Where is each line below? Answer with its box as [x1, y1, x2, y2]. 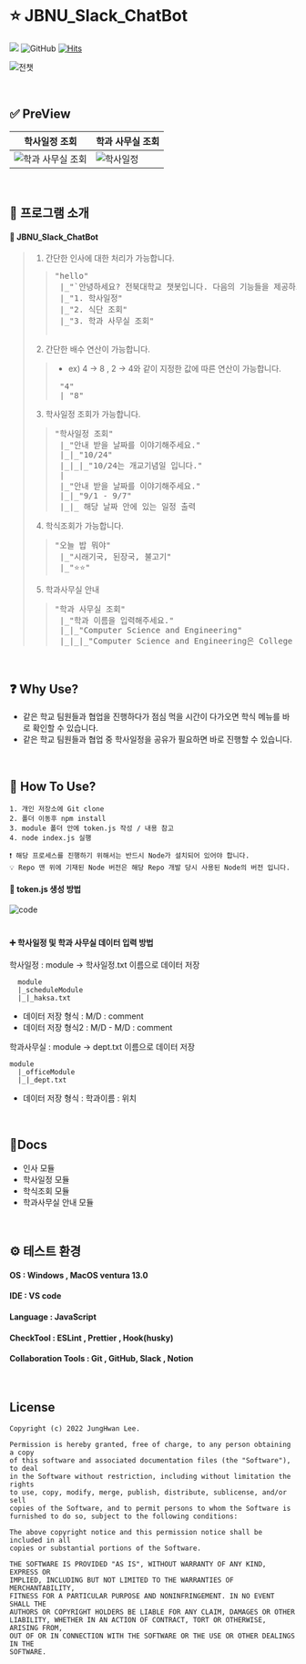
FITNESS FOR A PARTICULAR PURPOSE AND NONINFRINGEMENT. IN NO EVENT [9, 1591, 275, 1600]
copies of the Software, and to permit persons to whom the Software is [9, 1504, 291, 1513]
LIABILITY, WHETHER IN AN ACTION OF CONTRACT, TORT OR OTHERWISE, [9, 1615, 267, 1625]
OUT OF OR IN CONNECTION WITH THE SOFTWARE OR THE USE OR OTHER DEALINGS [9, 1631, 296, 1640]
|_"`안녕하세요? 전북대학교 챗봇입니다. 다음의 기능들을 [59, 282, 270, 293]
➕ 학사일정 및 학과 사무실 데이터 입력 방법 [9, 938, 154, 949]
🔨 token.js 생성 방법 [9, 883, 82, 894]
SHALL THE [9, 1599, 47, 1608]
